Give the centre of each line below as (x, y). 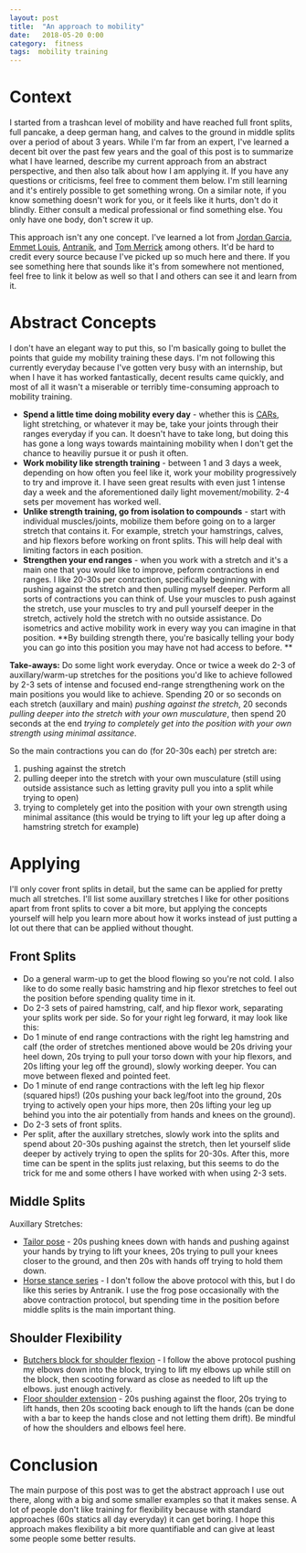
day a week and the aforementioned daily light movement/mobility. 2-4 (156, 492)
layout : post (34, 18)
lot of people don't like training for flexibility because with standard (136, 1510)
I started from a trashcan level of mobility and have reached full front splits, (151, 122)
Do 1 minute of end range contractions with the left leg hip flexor (143, 1085)
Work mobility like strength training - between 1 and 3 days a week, (152, 463)
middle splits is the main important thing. (99, 1309)
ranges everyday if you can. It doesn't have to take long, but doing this (156, 434)
